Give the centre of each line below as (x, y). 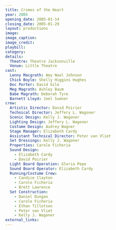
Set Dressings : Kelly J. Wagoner (45, 141)
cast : (11, 71)
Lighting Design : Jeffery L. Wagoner (49, 122)
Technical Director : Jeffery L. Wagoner (52, 113)
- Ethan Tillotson (33, 206)
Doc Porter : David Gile (34, 84)
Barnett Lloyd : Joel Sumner (39, 98)
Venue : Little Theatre (33, 66)
